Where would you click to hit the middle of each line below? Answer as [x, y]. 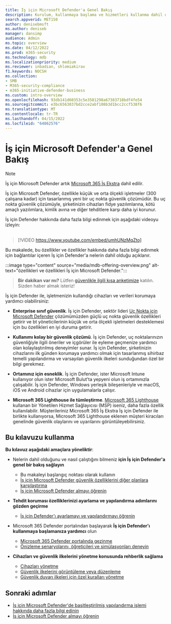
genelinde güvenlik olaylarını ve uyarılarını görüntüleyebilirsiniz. [79, 421]
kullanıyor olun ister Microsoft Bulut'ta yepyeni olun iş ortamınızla [81, 379]
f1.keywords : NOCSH [26, 72]
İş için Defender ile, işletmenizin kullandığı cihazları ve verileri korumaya [81, 295]
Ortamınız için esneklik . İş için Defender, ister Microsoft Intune [79, 374]
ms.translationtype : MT [31, 109]
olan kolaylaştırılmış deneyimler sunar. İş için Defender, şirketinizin [82, 348]
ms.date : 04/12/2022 [27, 48]
